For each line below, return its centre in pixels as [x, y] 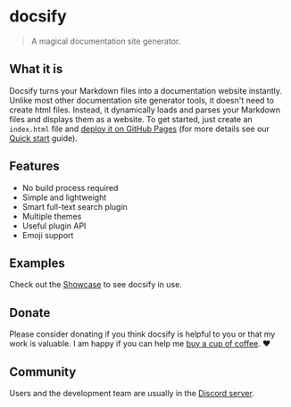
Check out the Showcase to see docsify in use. [96, 285]
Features [34, 166]
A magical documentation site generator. [106, 41]
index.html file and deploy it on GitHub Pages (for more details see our [140, 129]
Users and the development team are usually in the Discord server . [132, 393]
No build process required [70, 187]
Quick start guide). [43, 138]
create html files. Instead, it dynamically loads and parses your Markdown [145, 110]
